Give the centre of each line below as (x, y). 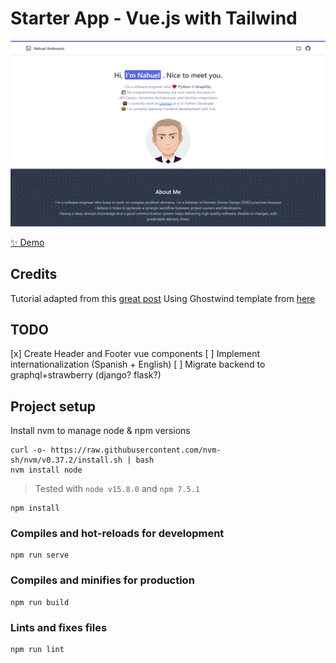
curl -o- (28, 450)
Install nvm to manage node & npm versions (100, 431)
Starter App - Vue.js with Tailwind (154, 18)
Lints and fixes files (59, 627)
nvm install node (46, 470)
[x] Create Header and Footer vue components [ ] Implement (135, 354)
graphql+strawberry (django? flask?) (86, 375)
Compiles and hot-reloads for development (117, 534)
